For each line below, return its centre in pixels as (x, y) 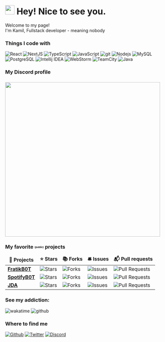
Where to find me (27, 324)
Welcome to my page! (27, 25)
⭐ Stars (49, 259)
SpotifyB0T (22, 277)
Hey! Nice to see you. (61, 12)
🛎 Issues (98, 259)
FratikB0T (19, 269)
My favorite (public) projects (35, 247)
